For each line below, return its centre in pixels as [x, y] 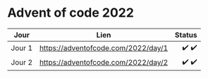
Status [186, 35]
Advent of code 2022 [71, 13]
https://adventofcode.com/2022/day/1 [104, 48]
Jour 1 [22, 48]
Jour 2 [22, 63]
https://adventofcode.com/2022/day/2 [104, 63]
